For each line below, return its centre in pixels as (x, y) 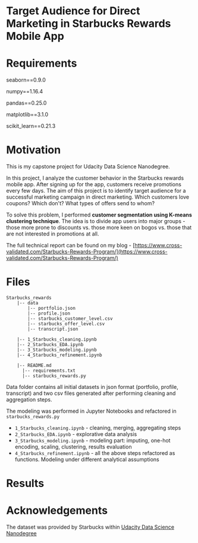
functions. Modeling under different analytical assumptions (87, 459)
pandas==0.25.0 (26, 103)
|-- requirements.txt (49, 371)
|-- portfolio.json (52, 308)
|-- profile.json (49, 313)
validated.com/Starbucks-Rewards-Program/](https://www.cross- (87, 252)
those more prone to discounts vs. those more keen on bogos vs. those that (99, 228)
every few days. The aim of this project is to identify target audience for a (96, 191)
